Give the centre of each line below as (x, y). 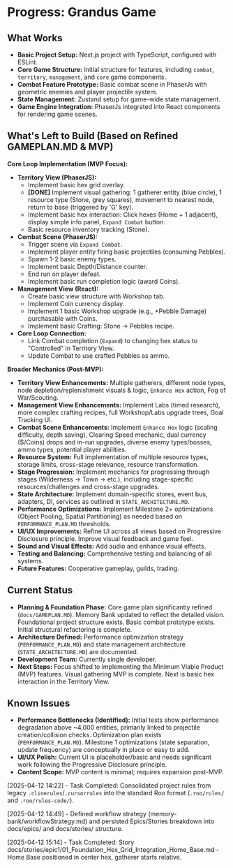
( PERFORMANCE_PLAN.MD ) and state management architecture (102, 644)
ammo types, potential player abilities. (72, 449)
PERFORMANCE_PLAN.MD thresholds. (64, 523)
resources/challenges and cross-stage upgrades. (88, 486)
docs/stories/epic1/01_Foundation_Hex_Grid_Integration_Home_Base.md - (113, 850)
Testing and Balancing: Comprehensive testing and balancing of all (114, 554)
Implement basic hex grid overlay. (76, 185)
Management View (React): (58, 289)
